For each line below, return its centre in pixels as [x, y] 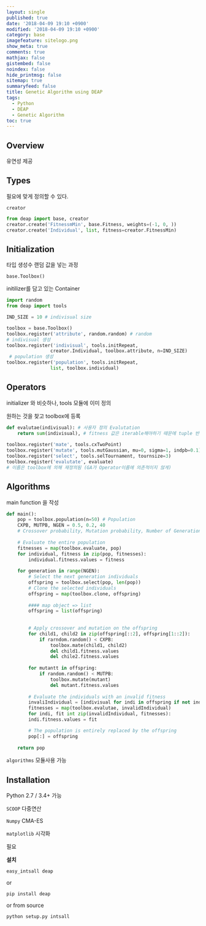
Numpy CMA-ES [25, 821]
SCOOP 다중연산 [24, 809]
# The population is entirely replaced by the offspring [102, 731]
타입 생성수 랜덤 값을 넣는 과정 [42, 265]
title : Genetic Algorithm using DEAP [55, 92]
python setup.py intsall [38, 917]
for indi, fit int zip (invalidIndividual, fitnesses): [100, 714]
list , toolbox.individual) [85, 368]
